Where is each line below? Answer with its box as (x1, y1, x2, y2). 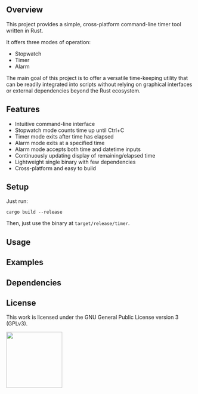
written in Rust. (6, 27, 44, 34)
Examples (6, 257, 44, 267)
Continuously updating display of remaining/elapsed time (14, 152, 156, 159)
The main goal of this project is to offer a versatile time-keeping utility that (6, 74, 188, 81)
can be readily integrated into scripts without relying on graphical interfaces (6, 81, 193, 88)
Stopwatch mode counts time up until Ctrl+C (14, 127, 125, 134)
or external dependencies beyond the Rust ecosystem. (6, 87, 141, 94)
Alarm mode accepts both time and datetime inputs (14, 146, 141, 153)
